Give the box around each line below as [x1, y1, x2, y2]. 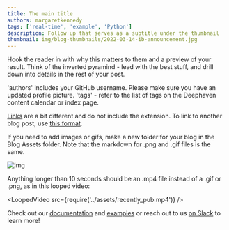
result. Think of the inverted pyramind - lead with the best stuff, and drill [7, 63, 214, 71]
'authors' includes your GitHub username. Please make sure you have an [7, 84, 216, 92]
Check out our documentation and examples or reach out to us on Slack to [7, 209, 221, 217]
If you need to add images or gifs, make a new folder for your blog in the [7, 133, 215, 141]
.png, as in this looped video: [7, 182, 90, 190]
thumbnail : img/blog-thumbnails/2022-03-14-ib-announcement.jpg [7, 36, 198, 43]
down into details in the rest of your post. [7, 70, 125, 79]
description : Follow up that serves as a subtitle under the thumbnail [7, 29, 219, 37]
